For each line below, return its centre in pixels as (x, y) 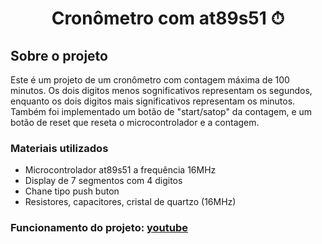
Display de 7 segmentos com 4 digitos (103, 181)
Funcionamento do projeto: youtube (99, 228)
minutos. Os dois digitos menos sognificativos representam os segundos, (161, 90)
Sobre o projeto (59, 55)
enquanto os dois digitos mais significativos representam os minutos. (153, 101)
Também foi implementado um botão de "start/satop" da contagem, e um (161, 111)
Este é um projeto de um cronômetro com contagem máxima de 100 (150, 80)
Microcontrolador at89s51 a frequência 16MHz (120, 170)
